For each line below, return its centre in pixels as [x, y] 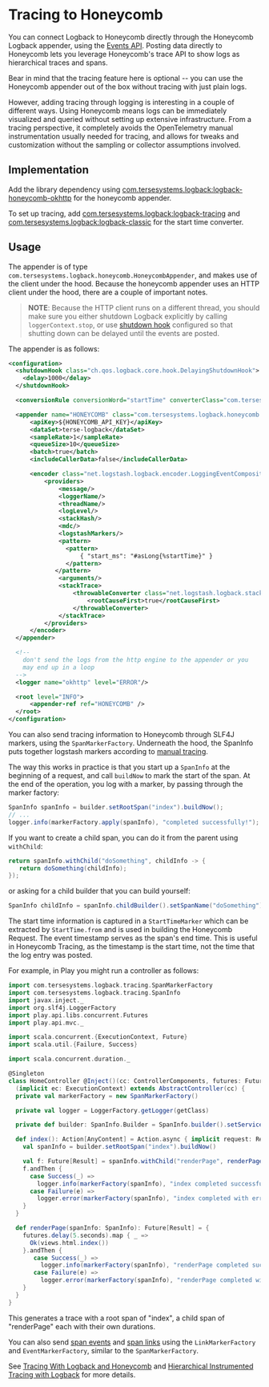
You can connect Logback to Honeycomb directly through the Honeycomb [131, 37]
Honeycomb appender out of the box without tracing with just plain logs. [128, 87]
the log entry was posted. [50, 955]
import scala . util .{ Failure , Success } [73, 1044]
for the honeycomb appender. [122, 197]
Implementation [49, 170]
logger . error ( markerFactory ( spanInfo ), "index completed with [143, 1198]
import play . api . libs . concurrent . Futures [78, 1015]
